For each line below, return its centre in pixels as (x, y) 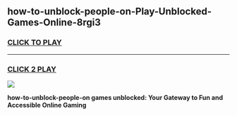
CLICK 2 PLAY (32, 69)
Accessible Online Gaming (47, 105)
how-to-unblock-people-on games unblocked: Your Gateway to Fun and (115, 97)
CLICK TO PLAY (35, 43)
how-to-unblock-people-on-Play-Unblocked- (109, 12)
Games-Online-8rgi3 (54, 23)
